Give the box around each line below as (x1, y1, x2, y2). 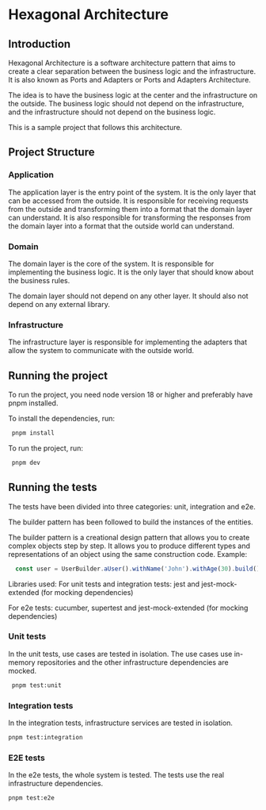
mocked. (8, 666, 37, 675)
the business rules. (8, 275, 70, 285)
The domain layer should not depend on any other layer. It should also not (8, 291, 249, 301)
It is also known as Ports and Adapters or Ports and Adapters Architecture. (8, 75, 251, 84)
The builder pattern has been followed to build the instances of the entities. (8, 517, 253, 527)
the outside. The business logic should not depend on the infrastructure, (8, 99, 245, 108)
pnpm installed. (8, 398, 59, 408)
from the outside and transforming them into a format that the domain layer (8, 204, 253, 213)
